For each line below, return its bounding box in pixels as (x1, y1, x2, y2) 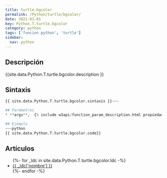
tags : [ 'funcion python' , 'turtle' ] (5, 30, 81, 35)
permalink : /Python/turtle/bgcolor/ (5, 12, 81, 17)
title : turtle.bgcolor (5, 7, 52, 12)
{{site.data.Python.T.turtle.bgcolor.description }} (5, 71, 104, 77)
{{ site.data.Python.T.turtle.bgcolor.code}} (5, 130, 101, 136)
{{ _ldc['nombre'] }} (12, 163, 53, 169)
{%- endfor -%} (12, 168, 45, 174)
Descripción (5, 58, 44, 67)
